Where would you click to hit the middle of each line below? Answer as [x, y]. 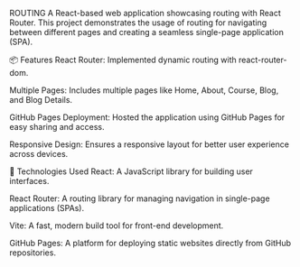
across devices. [39, 154]
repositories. [33, 253]
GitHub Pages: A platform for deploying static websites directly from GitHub [150, 243]
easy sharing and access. [57, 127]
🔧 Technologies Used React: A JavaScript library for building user [131, 171]
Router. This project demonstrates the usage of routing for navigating [138, 23]
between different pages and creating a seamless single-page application [147, 32]
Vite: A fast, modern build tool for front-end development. [117, 226]
